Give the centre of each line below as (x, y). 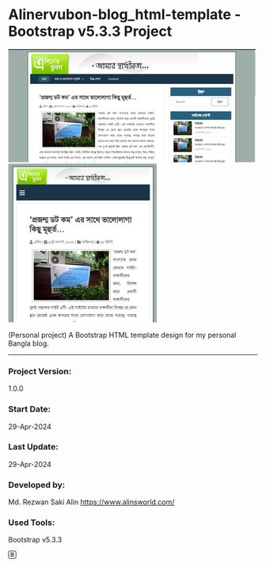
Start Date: (30, 409)
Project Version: (40, 371)
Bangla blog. (29, 343)
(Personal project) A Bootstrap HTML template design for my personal (122, 335)
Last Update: (33, 447)
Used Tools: (32, 523)
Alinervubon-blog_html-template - (125, 15)
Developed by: (37, 485)
